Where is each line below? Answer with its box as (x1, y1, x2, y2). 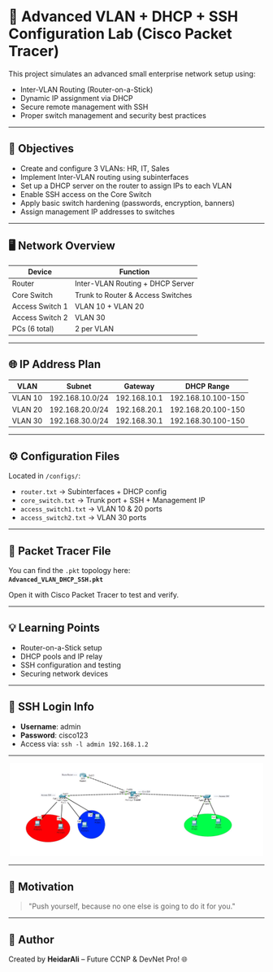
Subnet (66, 382, 92, 392)
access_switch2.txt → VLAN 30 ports (19, 513, 147, 523)
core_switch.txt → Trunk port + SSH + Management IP (19, 496, 206, 506)
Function (119, 267, 150, 277)
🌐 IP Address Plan (8, 357, 102, 371)
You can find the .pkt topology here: (8, 566, 131, 575)
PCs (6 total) (11, 324, 54, 334)
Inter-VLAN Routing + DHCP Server (74, 278, 195, 288)
